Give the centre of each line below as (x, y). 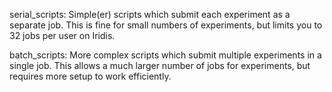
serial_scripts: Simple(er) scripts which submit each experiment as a (150, 14)
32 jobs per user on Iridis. (62, 35)
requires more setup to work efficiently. (90, 76)
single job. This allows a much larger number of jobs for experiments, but (160, 65)
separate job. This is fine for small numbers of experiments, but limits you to (166, 25)
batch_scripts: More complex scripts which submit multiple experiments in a (165, 55)
